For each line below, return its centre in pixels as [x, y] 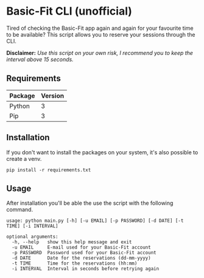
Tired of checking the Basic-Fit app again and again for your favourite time [100, 28]
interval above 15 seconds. [40, 59]
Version [53, 96]
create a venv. [24, 159]
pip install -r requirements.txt [49, 170]
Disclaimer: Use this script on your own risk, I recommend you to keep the [100, 52]
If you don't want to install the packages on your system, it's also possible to [102, 152]
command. [20, 210]
